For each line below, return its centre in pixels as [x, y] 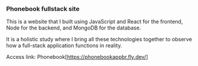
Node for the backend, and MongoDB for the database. [74, 28]
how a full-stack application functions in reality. [64, 45]
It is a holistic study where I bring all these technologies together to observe [99, 39]
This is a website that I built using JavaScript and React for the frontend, [95, 22]
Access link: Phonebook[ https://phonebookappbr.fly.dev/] [77, 57]
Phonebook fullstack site [43, 9]
